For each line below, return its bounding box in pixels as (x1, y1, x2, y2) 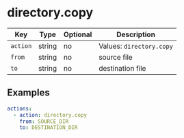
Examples (7, 87, 50, 99)
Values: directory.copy (98, 41, 173, 51)
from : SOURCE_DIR (19, 118, 69, 125)
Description (116, 30, 156, 39)
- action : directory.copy (13, 111, 88, 118)
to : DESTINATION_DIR (19, 124, 78, 131)
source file (98, 52, 133, 62)
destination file (98, 63, 146, 73)
